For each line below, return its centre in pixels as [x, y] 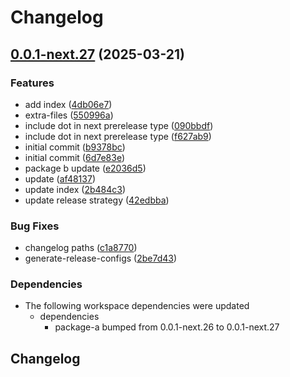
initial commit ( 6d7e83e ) [75, 157]
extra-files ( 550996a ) [69, 115]
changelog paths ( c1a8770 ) [81, 248]
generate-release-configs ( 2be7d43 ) [101, 258]
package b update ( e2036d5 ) [85, 168]
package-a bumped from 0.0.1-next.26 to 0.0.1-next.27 [167, 327]
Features [32, 83]
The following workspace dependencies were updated [137, 306]
